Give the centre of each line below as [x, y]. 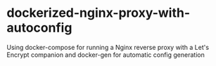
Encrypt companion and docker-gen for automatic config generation [106, 55]
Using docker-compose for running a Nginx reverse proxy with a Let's [108, 47]
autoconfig [39, 28]
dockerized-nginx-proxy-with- [99, 13]
